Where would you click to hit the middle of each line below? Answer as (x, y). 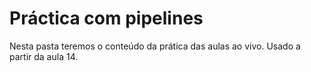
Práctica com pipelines (106, 18)
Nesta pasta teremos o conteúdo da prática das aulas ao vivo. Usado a (155, 46)
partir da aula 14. (44, 56)
